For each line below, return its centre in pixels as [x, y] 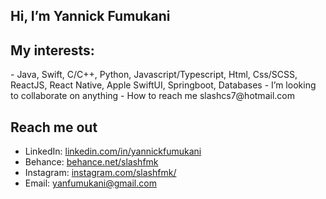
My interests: [52, 50]
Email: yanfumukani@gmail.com [90, 183]
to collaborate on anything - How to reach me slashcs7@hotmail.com [152, 96]
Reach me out [54, 127]
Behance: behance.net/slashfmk [91, 162]
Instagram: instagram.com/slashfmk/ [100, 173]
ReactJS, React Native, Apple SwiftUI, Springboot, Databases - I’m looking [163, 85]
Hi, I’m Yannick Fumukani [90, 16]
